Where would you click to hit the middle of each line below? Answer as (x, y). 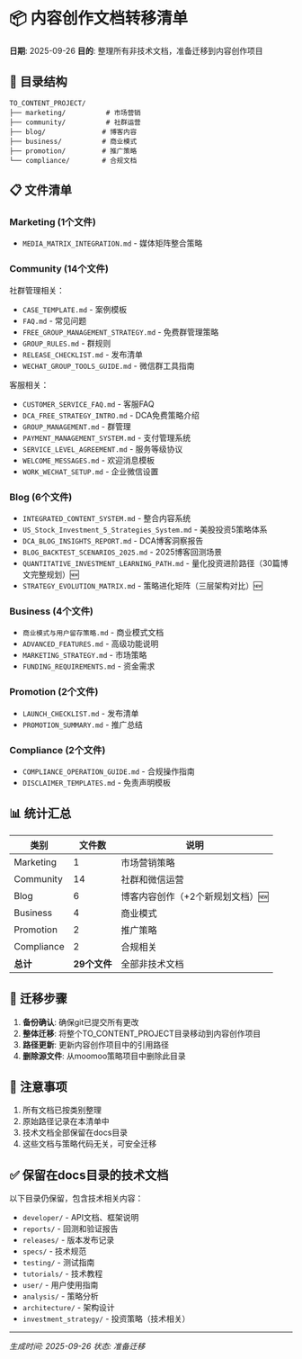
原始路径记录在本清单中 (66, 1121)
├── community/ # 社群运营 (75, 122)
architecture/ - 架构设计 (68, 1308)
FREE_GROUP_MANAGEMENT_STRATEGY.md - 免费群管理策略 (120, 332)
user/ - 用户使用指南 (60, 1285)
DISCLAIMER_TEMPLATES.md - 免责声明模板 (96, 782)
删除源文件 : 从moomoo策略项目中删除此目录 (104, 1056)
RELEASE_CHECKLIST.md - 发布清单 (83, 354)
